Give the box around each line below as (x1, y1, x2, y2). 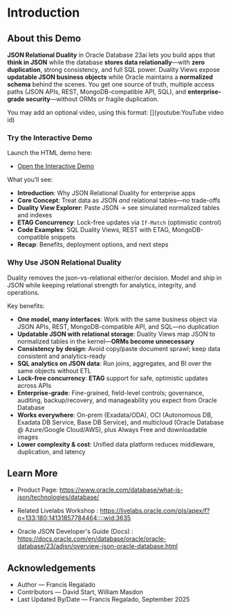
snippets (50, 233, 76, 242)
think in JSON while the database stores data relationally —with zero (7, 58, 205, 66)
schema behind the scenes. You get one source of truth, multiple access (7, 80, 215, 88)
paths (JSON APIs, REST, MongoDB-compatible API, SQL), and (7, 88, 187, 96)
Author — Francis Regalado (17, 580, 95, 589)
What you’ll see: (7, 175, 53, 184)
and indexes (17, 211, 53, 219)
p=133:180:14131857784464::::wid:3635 (17, 514, 131, 522)
